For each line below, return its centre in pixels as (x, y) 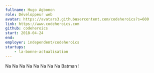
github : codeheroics (27, 28)
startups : (16, 47)
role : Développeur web (29, 14)
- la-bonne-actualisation (41, 51)
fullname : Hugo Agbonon (30, 10)
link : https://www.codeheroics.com (42, 24)
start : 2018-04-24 (24, 33)
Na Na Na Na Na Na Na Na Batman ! (42, 66)
